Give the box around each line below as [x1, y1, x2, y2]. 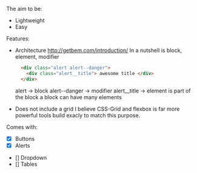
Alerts [15, 142, 30, 149]
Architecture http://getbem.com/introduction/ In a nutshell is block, [15, 47, 182, 54]
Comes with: [6, 123, 38, 131]
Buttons [15, 135, 35, 142]
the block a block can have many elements [15, 93, 122, 100]
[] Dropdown [15, 154, 47, 161]
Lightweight [15, 17, 45, 24]
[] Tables [15, 160, 38, 168]
